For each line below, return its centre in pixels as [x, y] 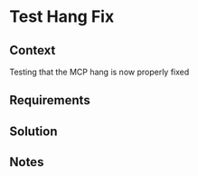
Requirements [50, 100]
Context [33, 50]
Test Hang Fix [62, 17]
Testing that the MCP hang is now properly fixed [99, 72]
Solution [33, 131]
